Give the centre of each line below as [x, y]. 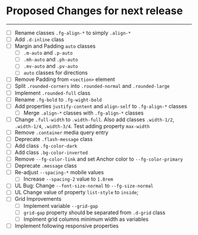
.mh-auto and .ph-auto [51, 60]
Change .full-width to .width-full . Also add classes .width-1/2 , [95, 119]
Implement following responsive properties [67, 226]
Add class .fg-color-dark [46, 145]
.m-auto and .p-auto [48, 53]
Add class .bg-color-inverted [51, 152]
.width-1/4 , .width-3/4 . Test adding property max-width [82, 126]
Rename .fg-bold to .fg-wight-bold [58, 99]
